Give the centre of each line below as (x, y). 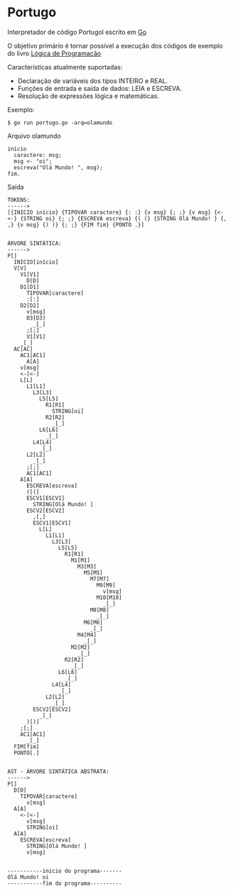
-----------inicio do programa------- (65, 871)
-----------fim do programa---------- (65, 883)
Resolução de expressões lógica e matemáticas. (88, 96)
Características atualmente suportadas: (65, 67)
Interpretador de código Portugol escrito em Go (77, 32)
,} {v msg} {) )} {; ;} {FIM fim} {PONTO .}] (76, 224)
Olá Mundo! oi (28, 877)
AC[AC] (23, 349)
